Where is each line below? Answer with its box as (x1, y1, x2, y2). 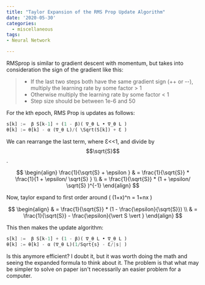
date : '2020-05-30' (6, 15, 56, 21)
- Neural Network (6, 37, 51, 43)
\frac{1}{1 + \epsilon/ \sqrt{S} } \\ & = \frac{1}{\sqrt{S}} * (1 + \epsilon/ (15, 175, 191, 182)
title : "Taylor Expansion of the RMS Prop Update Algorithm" (6, 9, 166, 15)
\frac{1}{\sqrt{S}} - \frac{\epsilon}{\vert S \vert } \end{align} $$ (23, 212, 182, 219)
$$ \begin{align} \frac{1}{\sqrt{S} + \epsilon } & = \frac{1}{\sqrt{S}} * (16, 169, 190, 176)
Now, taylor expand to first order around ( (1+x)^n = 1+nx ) (6, 193, 152, 201)
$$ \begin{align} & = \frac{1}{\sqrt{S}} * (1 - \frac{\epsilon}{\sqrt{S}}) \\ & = (8, 205, 198, 213)
